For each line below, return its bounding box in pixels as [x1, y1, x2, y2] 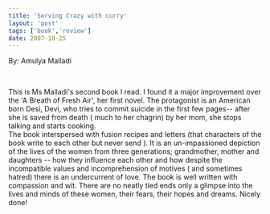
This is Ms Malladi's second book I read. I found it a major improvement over [8, 87, 261, 97]
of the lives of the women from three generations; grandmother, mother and [8, 147, 260, 156]
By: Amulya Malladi [8, 56, 72, 66]
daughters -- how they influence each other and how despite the [8, 155, 223, 165]
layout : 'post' [8, 19, 59, 27]
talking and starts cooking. [8, 121, 96, 131]
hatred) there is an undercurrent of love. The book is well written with [8, 172, 238, 182]
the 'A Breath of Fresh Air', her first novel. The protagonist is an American [8, 95, 251, 105]
